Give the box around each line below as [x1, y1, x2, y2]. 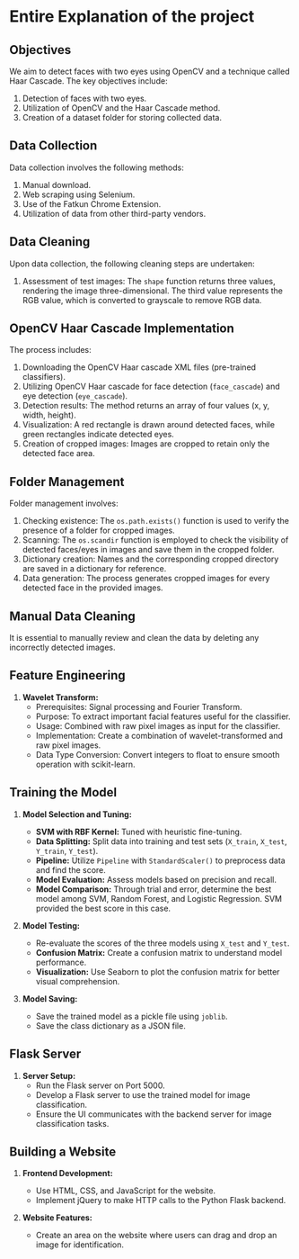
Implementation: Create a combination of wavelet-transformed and [35, 730, 284, 741]
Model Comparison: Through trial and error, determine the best [35, 884, 272, 895]
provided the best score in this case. [35, 903, 171, 913]
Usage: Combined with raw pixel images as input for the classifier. [35, 720, 281, 731]
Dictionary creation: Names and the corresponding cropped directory [22, 553, 279, 564]
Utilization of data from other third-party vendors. [22, 208, 207, 219]
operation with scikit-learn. [35, 759, 136, 769]
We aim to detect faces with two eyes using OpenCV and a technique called [9, 66, 290, 76]
